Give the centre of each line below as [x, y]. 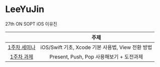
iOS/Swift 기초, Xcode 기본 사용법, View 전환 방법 [96, 47]
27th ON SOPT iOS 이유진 [31, 24]
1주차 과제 [22, 56]
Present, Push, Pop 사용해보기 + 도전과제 [96, 56]
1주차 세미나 [22, 47]
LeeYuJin [25, 9]
